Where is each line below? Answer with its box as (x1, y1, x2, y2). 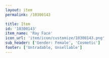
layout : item (5, 7, 33, 13)
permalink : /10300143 (5, 12, 51, 17)
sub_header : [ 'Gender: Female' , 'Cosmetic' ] (5, 40, 100, 46)
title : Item (5, 21, 30, 26)
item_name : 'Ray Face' (5, 31, 53, 36)
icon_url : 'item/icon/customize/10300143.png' (5, 36, 105, 41)
